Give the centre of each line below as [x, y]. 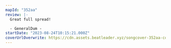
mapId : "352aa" [21, 10]
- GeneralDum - [26, 28]
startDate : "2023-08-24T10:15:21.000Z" [48, 33]
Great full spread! [31, 19]
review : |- [17, 15]
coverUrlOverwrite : [26, 38]
